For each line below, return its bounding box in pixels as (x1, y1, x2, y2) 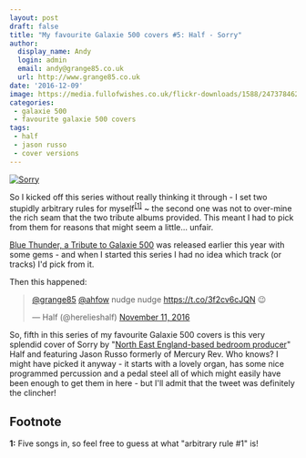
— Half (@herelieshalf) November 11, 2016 (31, 311, 190, 323)
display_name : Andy (17, 47, 92, 56)
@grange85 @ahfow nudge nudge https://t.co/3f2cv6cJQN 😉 (31, 294, 267, 305)
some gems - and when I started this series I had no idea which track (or (9, 249, 282, 260)
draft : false (9, 22, 59, 31)
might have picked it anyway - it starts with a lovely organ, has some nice (9, 359, 285, 370)
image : (9, 89, 35, 98)
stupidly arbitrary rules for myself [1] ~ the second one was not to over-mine (9, 201, 292, 214)
